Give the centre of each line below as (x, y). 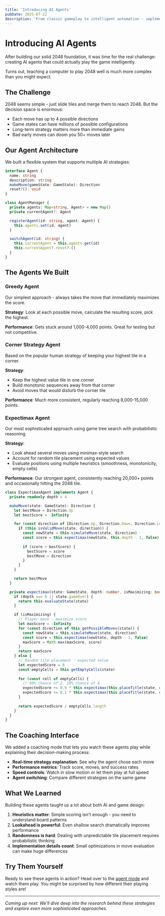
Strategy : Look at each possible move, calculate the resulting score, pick (79, 312)
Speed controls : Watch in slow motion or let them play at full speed (80, 772)
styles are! (16, 889)
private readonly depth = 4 (38, 497)
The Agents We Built (37, 273)
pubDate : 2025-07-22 (26, 14)
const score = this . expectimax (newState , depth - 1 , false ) (85, 638)
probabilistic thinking (33, 841)
